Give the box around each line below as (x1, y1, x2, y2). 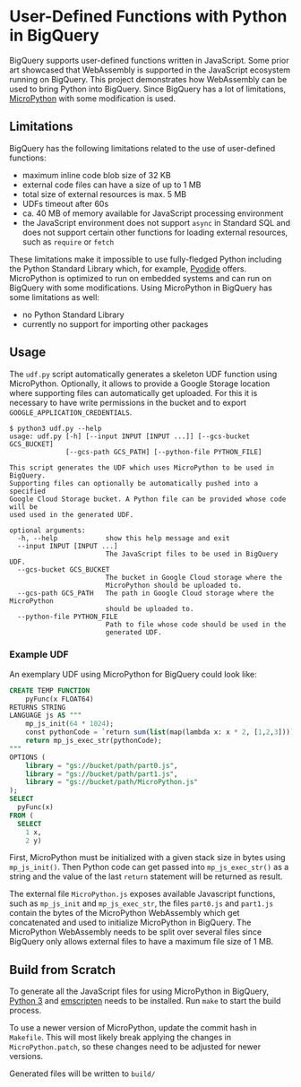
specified (9, 487, 47, 496)
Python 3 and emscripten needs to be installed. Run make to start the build (9, 996, 281, 1006)
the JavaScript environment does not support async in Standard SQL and (21, 217, 291, 228)
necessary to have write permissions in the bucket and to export (9, 397, 247, 408)
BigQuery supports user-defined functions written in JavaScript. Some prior (9, 55, 289, 65)
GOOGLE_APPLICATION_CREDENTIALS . (9, 406, 133, 418)
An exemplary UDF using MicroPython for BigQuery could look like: (9, 669, 257, 679)
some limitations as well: (9, 291, 100, 302)
